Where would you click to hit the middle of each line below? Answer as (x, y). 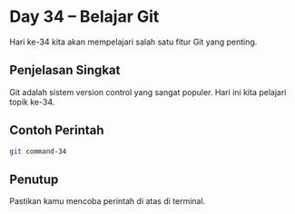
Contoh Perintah (57, 130)
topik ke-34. (32, 102)
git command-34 (38, 151)
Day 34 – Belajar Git (84, 17)
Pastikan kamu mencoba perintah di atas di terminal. (108, 201)
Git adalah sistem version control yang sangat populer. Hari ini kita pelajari (148, 92)
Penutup (34, 179)
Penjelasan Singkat (65, 70)
